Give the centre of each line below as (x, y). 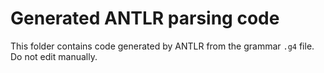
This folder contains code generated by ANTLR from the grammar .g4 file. (162, 46)
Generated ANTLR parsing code (145, 18)
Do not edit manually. (54, 56)
